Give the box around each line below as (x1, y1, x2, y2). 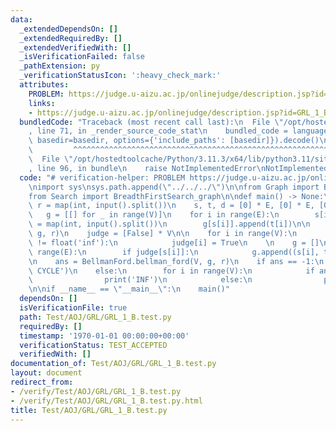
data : (10, 14, 33, 25)
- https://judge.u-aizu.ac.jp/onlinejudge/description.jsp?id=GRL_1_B (28, 107, 329, 118)
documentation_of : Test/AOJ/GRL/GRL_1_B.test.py (10, 359, 217, 369)
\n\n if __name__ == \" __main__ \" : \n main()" (28, 284, 230, 295)
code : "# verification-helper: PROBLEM (19, 172, 186, 183)
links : (28, 98, 56, 108)
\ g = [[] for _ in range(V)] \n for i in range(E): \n (28, 210, 280, 220)
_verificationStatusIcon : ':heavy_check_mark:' (19, 71, 222, 81)
